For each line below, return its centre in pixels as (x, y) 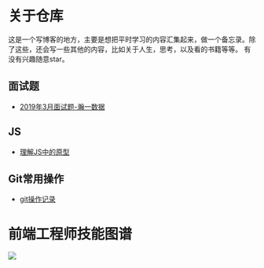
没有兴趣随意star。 (38, 59)
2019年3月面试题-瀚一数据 (62, 106)
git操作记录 (38, 199)
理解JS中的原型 (44, 152)
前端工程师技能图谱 (70, 234)
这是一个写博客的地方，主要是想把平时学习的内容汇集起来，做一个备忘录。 (128, 39)
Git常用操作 (36, 179)
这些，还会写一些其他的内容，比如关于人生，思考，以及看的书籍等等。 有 (133, 49)
